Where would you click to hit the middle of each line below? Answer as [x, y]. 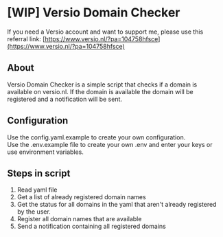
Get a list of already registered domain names [81, 197]
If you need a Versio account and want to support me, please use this [105, 32]
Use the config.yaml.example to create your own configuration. [96, 137]
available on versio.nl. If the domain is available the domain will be [100, 91]
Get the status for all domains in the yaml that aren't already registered [117, 205]
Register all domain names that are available [79, 219]
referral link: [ [26, 38]
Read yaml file [37, 190]
